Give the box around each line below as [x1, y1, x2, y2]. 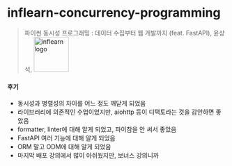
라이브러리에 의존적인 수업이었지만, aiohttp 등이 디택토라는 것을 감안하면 [17, 108, 215, 116]
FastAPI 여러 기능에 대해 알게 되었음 [17, 134, 116, 142]
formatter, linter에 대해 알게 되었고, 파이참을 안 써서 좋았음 [17, 125, 177, 133]
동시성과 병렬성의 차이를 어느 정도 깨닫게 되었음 [17, 99, 146, 108]
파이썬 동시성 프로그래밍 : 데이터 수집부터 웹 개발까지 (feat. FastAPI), [24, 28, 212, 37]
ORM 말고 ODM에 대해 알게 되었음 [17, 142, 111, 151]
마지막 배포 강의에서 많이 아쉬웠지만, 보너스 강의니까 [17, 151, 159, 160]
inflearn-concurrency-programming [7, 5, 221, 21]
